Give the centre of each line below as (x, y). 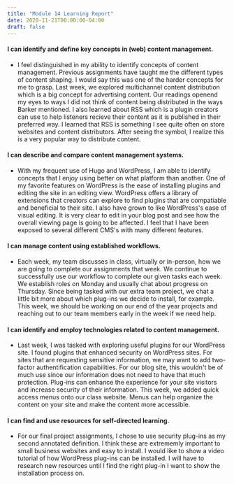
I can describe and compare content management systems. (95, 155)
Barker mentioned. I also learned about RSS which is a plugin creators (118, 109)
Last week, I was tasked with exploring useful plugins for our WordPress (121, 345)
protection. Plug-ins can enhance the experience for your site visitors (117, 383)
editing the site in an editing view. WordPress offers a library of (108, 192)
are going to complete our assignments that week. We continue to (112, 269)
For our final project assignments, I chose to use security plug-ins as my (121, 436)
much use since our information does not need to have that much (111, 375)
